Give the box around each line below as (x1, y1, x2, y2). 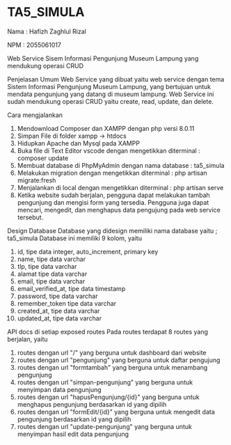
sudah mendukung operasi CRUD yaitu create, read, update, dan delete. (7, 97, 214, 105)
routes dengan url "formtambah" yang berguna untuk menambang (17, 363, 208, 371)
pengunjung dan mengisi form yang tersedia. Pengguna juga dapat (17, 198, 209, 206)
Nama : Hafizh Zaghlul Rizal (7, 27, 87, 36)
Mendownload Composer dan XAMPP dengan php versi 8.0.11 (17, 124, 195, 132)
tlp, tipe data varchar (17, 262, 77, 270)
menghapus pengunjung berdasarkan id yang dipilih (17, 400, 167, 408)
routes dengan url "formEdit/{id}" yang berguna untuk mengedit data (17, 407, 216, 416)
